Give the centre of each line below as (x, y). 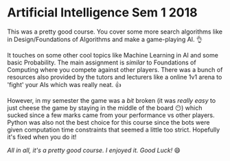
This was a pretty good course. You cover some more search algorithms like (115, 32)
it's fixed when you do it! (42, 137)
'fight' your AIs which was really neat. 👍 (64, 84)
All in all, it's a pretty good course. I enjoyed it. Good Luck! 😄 (94, 150)
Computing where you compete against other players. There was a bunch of (115, 69)
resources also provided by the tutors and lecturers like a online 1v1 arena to (115, 77)
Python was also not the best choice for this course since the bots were (108, 122)
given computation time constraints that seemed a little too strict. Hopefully (114, 129)
